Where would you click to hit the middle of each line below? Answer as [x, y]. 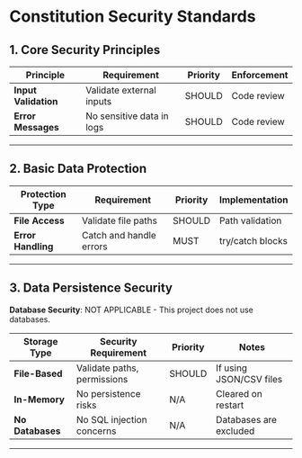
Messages [37, 127]
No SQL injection [111, 419]
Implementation [253, 200]
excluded [235, 431]
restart [230, 405]
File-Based [38, 373]
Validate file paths [120, 220]
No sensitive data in [127, 116]
